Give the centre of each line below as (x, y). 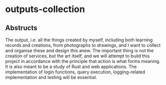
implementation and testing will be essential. (51, 77)
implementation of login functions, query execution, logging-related (75, 72)
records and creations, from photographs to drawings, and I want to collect (83, 45)
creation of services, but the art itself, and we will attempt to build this (77, 56)
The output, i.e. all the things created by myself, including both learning (79, 40)
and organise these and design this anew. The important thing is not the (79, 51)
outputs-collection (45, 9)
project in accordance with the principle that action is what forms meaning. (83, 61)
